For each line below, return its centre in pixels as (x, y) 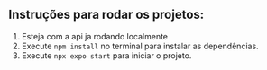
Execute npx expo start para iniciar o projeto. (106, 55)
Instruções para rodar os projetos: (106, 15)
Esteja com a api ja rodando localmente (95, 36)
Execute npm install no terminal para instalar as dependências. (140, 46)
